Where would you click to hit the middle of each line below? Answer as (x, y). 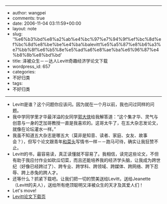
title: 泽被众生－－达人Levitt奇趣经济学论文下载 (60, 61)
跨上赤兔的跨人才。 (41, 172)
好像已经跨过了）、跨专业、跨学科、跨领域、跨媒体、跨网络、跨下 (87, 166)
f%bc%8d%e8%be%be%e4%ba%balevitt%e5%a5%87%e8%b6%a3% (87, 44)
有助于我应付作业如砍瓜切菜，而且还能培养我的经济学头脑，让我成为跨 (84, 160)
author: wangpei (29, 13)
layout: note (24, 29)
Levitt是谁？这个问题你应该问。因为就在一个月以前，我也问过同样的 (81, 104)
